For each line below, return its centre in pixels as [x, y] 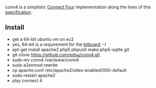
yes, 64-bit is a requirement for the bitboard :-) [59, 44]
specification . [19, 12]
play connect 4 [27, 80]
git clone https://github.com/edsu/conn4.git [56, 54]
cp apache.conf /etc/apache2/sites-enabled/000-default [69, 70]
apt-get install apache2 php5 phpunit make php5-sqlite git [71, 49]
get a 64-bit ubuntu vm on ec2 [43, 39]
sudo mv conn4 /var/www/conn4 [46, 60]
